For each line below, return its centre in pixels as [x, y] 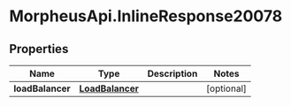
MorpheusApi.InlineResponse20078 [146, 16]
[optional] [227, 88]
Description [172, 74]
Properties [39, 49]
